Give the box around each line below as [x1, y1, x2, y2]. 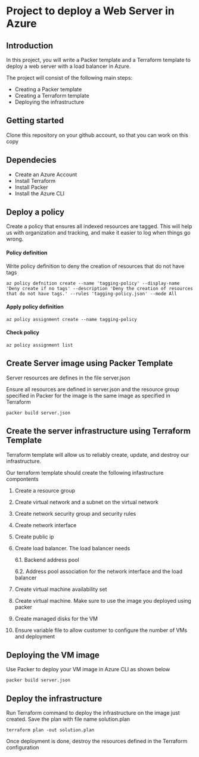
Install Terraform [14, 177, 56, 184]
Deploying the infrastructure [14, 98, 85, 105]
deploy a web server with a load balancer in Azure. [6, 63, 131, 70]
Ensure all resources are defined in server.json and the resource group [6, 385, 180, 392]
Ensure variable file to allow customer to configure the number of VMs [14, 627, 188, 634]
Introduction [6, 41, 54, 51]
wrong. [6, 235, 24, 242]
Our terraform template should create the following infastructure [6, 469, 164, 476]
